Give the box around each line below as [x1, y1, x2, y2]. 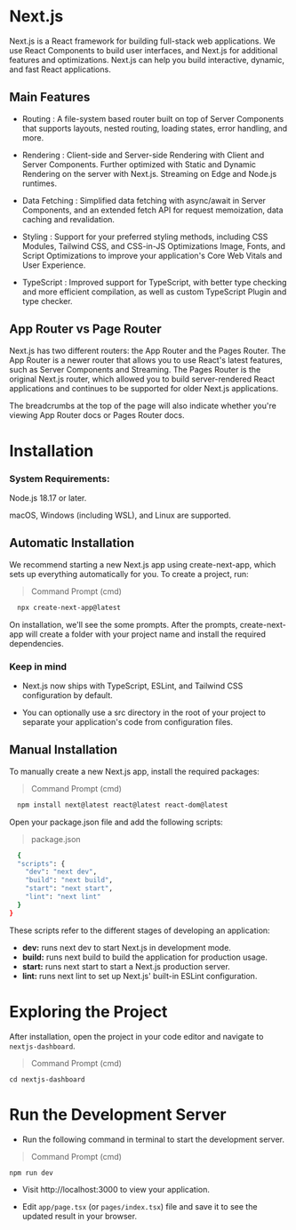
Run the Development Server [9, 1105, 227, 1124]
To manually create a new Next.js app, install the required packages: [9, 766, 260, 776]
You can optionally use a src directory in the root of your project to [21, 707, 267, 718]
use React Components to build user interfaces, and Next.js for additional [9, 44, 278, 55]
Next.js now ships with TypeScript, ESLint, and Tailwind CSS [21, 680, 244, 691]
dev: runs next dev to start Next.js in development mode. [21, 942, 231, 953]
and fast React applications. [9, 64, 111, 75]
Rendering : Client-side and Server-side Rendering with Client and [21, 149, 265, 160]
